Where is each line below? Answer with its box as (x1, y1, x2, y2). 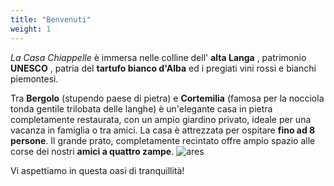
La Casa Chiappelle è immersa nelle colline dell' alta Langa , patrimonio (10, 51, 307, 63)
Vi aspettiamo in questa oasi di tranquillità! (10, 164, 185, 176)
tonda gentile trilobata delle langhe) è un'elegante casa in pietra (10, 102, 273, 115)
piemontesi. (10, 72, 59, 85)
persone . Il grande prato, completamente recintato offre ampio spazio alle (10, 134, 316, 146)
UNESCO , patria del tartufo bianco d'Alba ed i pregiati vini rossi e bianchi (10, 62, 317, 74)
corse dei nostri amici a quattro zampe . (10, 145, 175, 157)
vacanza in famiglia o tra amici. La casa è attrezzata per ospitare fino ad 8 (10, 124, 316, 136)
